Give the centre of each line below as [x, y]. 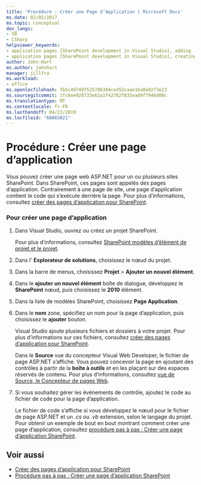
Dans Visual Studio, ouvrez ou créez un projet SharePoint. [86, 231]
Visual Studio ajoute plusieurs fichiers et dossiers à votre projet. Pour [100, 331]
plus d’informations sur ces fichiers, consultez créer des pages [92, 338]
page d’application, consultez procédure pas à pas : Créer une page [99, 430]
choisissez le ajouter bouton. [51, 320]
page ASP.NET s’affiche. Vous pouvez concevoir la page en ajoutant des [104, 362]
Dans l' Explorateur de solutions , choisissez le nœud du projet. [93, 260]
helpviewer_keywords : [33, 46]
